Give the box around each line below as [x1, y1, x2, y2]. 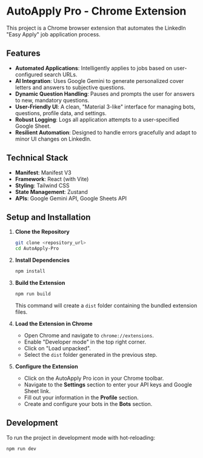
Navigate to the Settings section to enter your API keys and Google [24, 380, 192, 388]
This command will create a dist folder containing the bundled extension [15, 302, 198, 309]
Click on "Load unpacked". [24, 344, 91, 352]
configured [15, 71, 43, 78]
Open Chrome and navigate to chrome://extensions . [24, 331, 155, 339]
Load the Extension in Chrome [15, 320, 93, 327]
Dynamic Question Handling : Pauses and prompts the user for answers [15, 90, 195, 98]
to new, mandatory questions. [15, 96, 90, 104]
